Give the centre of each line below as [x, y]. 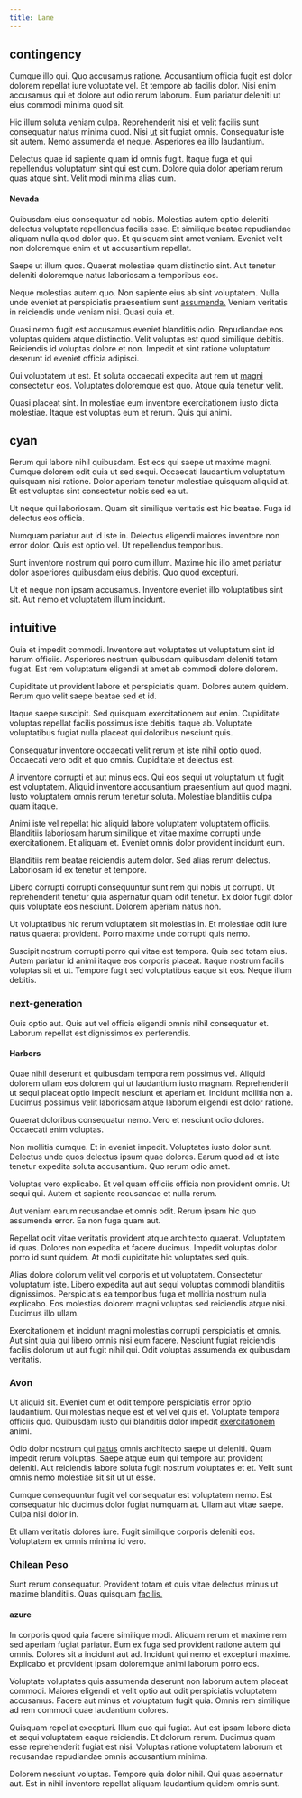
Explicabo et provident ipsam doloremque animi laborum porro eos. [134, 1663]
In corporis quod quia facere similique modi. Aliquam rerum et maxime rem [148, 1634]
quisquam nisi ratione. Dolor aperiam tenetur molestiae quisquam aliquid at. [150, 482]
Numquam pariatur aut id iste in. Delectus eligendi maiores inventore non [145, 536]
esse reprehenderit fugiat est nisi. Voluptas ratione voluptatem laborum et [146, 1746]
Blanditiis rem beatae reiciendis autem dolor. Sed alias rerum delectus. [140, 860]
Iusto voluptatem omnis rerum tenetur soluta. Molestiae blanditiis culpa [141, 797]
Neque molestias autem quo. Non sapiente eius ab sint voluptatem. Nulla [144, 292]
